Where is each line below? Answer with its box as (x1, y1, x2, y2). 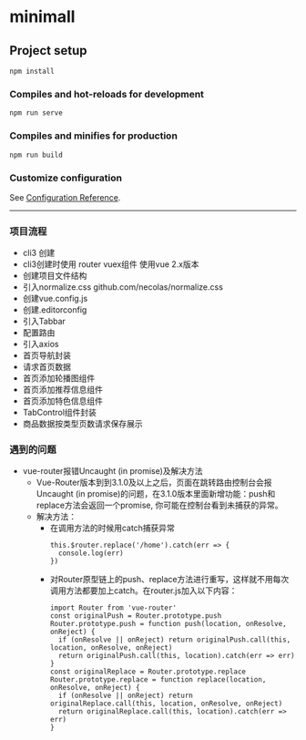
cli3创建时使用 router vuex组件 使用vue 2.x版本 (22, 259, 199, 270)
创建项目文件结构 (22, 271, 87, 282)
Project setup (9, 43, 88, 58)
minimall (9, 6, 76, 27)
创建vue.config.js (22, 293, 88, 304)
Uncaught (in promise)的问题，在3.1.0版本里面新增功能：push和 (36, 488, 276, 499)
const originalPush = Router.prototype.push (49, 612, 222, 621)
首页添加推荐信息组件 (22, 385, 103, 396)
